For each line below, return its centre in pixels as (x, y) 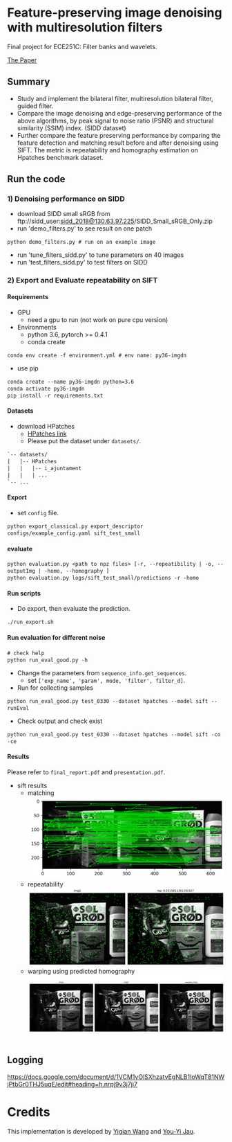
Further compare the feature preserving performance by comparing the (119, 135)
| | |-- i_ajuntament (44, 468)
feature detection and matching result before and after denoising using (118, 143)
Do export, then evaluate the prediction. (74, 609)
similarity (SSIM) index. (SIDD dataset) (71, 128)
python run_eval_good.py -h (48, 660)
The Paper (22, 60)
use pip (28, 368)
